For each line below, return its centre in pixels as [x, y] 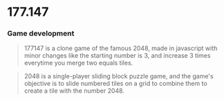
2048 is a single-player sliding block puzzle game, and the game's [119, 76]
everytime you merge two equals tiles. [78, 63]
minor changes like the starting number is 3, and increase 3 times [117, 56]
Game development [41, 34]
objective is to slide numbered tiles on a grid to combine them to [115, 84]
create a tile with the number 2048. [74, 91]
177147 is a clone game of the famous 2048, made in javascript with [121, 48]
